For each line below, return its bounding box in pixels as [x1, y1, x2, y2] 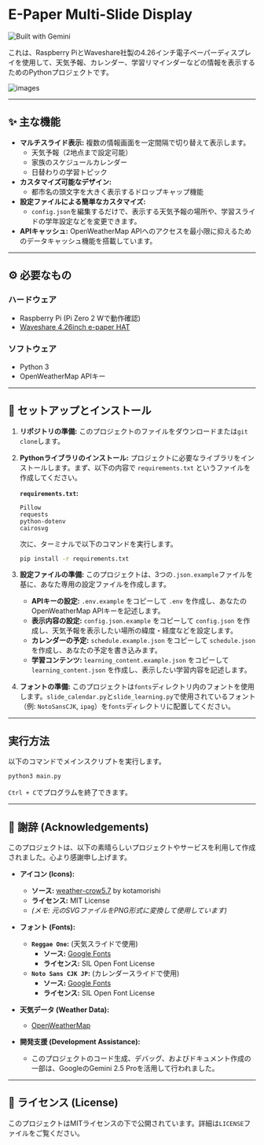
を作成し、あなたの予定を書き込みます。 [31, 645, 163, 655]
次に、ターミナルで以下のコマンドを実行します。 [19, 539, 178, 548]
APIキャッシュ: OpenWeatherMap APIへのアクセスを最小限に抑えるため [19, 226, 251, 235]
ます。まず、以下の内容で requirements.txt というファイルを [53, 463, 251, 472]
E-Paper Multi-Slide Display [8, 6, 192, 24]
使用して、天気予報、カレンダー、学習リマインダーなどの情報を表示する [21, 57, 255, 67]
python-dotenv [19, 517, 66, 525]
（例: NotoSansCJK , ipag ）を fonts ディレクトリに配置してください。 [19, 702, 236, 711]
